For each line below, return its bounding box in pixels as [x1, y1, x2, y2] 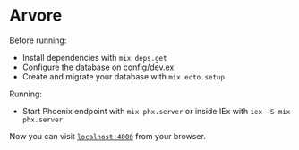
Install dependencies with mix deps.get [21, 52, 167, 62]
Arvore [9, 5, 63, 26]
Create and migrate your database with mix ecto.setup [21, 71, 226, 81]
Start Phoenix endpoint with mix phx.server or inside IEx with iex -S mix [21, 105, 291, 116]
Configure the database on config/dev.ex [21, 62, 175, 72]
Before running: [9, 35, 67, 46]
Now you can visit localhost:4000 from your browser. [9, 130, 206, 141]
